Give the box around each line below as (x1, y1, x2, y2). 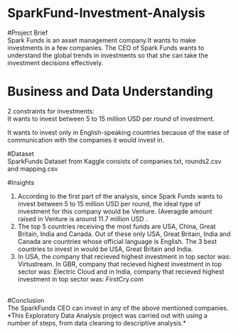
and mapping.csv (7, 165, 58, 173)
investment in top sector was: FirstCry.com (17, 274, 144, 283)
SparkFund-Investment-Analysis (7, 5, 206, 21)
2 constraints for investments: (7, 106, 94, 115)
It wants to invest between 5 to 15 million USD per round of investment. (7, 114, 215, 123)
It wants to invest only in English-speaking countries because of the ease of (7, 128, 229, 136)
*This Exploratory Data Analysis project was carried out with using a (7, 311, 208, 320)
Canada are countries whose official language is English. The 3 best (17, 237, 217, 245)
